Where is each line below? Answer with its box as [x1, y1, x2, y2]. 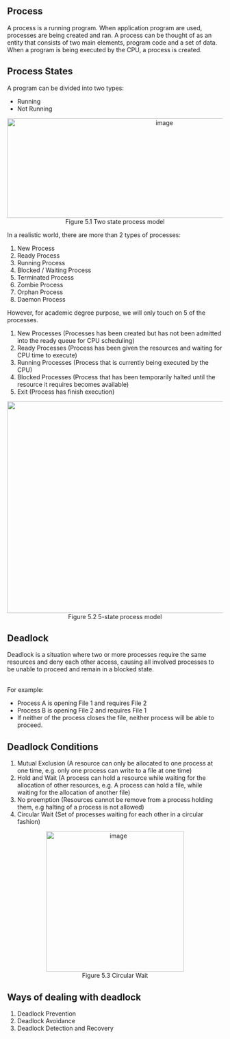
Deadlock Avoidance [16, 1017, 75, 1025]
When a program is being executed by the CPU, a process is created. [7, 45, 202, 54]
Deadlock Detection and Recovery [16, 1024, 114, 1033]
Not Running [16, 104, 53, 113]
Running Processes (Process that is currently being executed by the [16, 358, 209, 366]
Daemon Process [16, 295, 66, 303]
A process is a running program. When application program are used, [7, 23, 203, 32]
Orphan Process [16, 288, 64, 296]
